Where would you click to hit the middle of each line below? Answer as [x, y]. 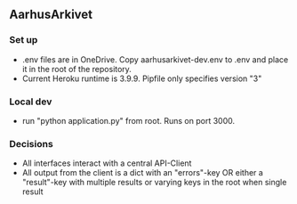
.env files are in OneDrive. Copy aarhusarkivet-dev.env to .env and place [155, 59]
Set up [24, 40]
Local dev [31, 102]
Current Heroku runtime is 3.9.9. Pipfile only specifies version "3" [142, 78]
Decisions [31, 143]
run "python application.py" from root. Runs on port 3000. [128, 120]
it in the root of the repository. [76, 69]
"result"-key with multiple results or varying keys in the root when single [154, 183]
